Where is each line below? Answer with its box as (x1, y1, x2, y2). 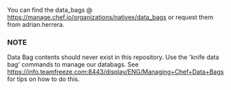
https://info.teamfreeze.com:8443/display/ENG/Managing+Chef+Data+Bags (7, 68, 224, 76)
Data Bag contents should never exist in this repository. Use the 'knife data (7, 53, 219, 61)
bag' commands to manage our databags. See (7, 60, 139, 69)
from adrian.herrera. (7, 21, 65, 28)
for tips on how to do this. (7, 75, 81, 83)
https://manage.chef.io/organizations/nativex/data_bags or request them (7, 13, 214, 21)
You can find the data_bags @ (7, 6, 93, 14)
